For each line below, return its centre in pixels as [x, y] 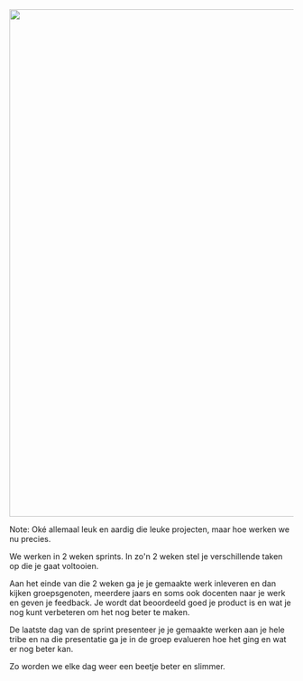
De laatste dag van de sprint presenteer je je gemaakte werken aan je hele [147, 630]
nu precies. [30, 539]
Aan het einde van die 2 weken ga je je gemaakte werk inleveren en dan [143, 584]
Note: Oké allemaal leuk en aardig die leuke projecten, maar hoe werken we [150, 529]
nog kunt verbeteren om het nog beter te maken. [100, 612]
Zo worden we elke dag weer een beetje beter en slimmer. [117, 666]
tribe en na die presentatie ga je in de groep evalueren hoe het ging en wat [148, 639]
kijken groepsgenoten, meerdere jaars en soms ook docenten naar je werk [147, 593]
